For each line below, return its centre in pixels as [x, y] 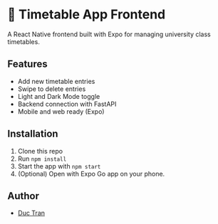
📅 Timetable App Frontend [87, 15]
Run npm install [42, 159]
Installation [33, 134]
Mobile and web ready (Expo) [61, 111]
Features [27, 64]
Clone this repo [40, 151]
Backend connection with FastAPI [67, 104]
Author [23, 196]
